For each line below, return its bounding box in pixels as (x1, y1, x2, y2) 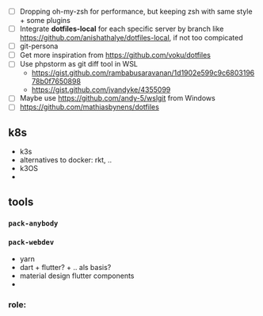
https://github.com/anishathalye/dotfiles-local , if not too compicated (19, 33, 243, 43)
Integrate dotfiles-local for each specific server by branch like (19, 24, 224, 34)
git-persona (19, 41, 59, 51)
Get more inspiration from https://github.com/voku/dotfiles (19, 51, 212, 60)
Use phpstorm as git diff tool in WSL (19, 59, 139, 69)
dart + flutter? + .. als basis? (19, 262, 112, 272)
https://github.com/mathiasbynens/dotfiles (19, 102, 160, 112)
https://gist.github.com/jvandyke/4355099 (31, 85, 171, 94)
